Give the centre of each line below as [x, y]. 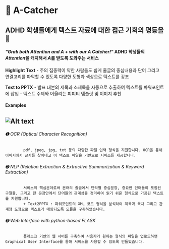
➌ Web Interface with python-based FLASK [50, 220]
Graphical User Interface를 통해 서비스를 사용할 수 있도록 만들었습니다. [75, 242]
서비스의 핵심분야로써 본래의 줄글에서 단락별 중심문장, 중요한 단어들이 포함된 [92, 188]
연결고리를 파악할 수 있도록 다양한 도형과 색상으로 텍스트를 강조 [67, 76]
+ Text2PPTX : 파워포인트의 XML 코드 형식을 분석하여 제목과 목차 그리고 [90, 204]
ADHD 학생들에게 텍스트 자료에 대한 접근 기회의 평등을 [84, 30]
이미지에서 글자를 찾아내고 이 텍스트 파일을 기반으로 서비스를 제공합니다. [71, 155]
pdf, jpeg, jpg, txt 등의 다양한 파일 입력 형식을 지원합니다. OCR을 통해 [93, 150]
